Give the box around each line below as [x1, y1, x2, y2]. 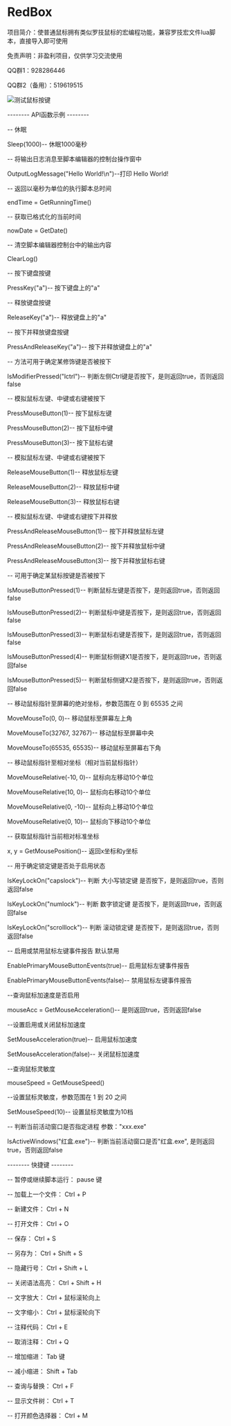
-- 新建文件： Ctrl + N [7, 1205, 69, 1213]
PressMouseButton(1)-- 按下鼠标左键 [7, 409, 112, 417]
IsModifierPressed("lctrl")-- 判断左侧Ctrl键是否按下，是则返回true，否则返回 [7, 372, 224, 380]
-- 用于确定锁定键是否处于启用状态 [7, 862, 106, 870]
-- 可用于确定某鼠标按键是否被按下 [7, 571, 106, 580]
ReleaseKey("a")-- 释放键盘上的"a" [7, 313, 107, 321]
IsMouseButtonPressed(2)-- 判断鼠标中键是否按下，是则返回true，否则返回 [7, 608, 221, 616]
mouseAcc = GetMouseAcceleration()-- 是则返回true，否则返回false [7, 1005, 202, 1014]
